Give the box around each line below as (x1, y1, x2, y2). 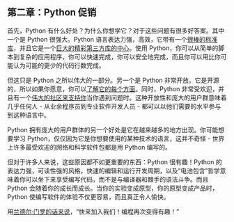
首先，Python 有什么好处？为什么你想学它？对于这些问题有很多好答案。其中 (7, 26, 225, 35)
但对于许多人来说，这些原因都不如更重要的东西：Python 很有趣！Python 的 (7, 157, 222, 166)
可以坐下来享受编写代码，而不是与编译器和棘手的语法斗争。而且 (25, 175, 209, 183)
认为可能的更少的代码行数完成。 (13, 61, 105, 70)
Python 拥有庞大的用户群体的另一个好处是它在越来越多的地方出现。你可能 (7, 125, 219, 134)
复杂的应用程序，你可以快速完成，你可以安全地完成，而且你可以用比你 (19, 52, 221, 61)
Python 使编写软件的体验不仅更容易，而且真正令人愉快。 (7, 192, 170, 200)
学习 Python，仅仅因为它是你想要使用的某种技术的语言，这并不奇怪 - (13, 134, 211, 143)
